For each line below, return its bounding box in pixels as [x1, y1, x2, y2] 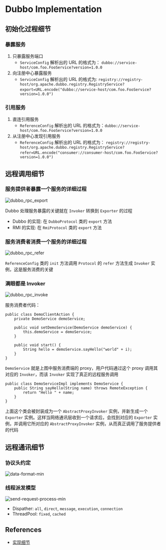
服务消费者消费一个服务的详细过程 [5, 238, 87, 245]
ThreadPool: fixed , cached [12, 511, 66, 517]
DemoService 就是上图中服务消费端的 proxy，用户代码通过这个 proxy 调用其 [5, 365, 158, 371]
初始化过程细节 [5, 24, 51, 33]
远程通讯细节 [5, 443, 45, 452]
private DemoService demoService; [14, 316, 85, 322]
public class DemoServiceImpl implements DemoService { [5, 381, 123, 387]
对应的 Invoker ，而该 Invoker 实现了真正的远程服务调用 [5, 371, 119, 378]
